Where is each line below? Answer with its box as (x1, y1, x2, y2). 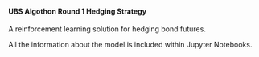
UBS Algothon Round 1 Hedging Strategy (8, 6, 147, 16)
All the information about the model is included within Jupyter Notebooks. (8, 40, 253, 50)
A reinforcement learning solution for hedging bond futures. (8, 24, 207, 34)
